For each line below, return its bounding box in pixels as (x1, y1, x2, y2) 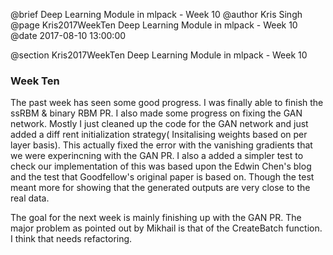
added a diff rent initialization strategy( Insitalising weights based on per (10, 129, 308, 141)
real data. (10, 192, 50, 204)
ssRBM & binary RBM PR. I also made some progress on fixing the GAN (10, 107, 303, 119)
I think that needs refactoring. (10, 233, 133, 245)
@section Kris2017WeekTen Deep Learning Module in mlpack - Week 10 (10, 49, 308, 61)
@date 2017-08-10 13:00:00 (10, 30, 127, 41)
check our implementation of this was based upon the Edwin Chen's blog (10, 160, 312, 173)
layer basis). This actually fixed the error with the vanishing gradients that (10, 139, 313, 151)
